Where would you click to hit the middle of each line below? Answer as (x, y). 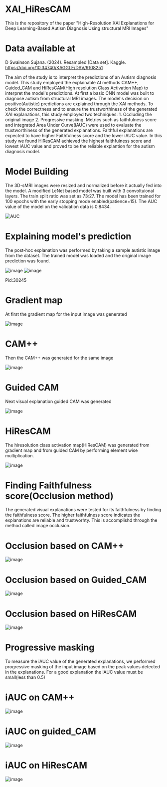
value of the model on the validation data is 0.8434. (58, 206)
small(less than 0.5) (25, 677)
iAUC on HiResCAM (46, 765)
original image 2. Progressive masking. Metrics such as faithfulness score (81, 119)
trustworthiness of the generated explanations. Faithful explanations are (79, 130)
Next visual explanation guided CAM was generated (58, 401)
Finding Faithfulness (49, 485)
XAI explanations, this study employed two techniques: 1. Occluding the (79, 114)
